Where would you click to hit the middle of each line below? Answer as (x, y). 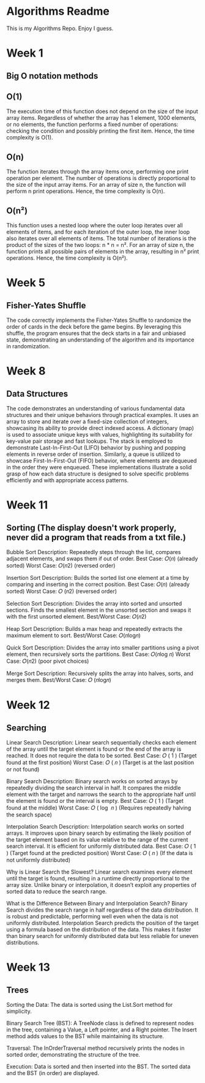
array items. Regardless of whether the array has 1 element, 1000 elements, (102, 118)
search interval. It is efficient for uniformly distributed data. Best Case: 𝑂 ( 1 (101, 846)
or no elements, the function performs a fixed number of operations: (92, 125)
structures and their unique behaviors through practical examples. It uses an (102, 415)
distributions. (23, 942)
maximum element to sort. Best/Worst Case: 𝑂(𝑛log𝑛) (73, 635)
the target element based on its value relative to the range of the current (97, 839)
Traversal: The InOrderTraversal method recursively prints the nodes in (95, 1048)
